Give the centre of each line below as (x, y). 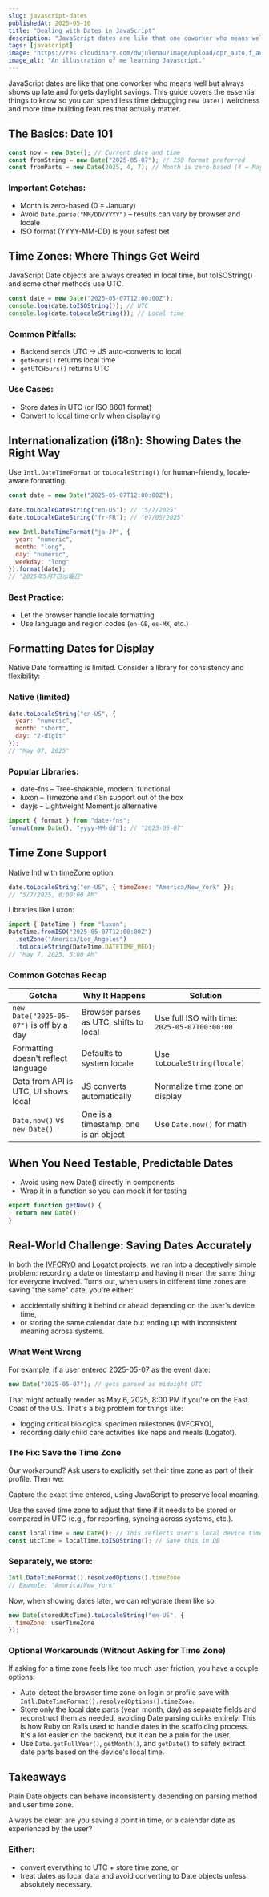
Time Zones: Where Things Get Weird (104, 256)
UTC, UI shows (40, 1091)
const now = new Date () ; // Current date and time (94, 152)
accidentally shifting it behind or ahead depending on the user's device (137, 1306)
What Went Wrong (45, 1352)
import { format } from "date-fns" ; (69, 821)
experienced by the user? (50, 1829)
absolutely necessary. (56, 1884)
